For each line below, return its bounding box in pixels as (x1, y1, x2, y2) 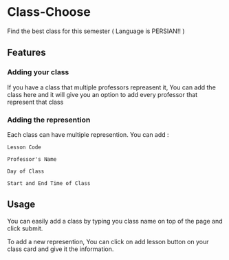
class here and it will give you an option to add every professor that (7, 90, 198, 98)
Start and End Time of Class (7, 180, 91, 186)
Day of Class (7, 168, 45, 175)
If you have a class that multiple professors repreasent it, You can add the (7, 83, 217, 91)
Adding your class (7, 67, 69, 77)
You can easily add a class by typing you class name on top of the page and (7, 217, 223, 225)
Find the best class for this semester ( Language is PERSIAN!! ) (7, 27, 185, 35)
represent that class (7, 98, 64, 106)
